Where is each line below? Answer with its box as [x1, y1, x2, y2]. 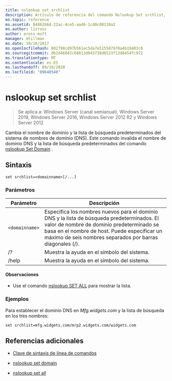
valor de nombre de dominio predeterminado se [44, 221, 159, 228]
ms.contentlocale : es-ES [5, 60, 58, 65]
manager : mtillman [5, 36, 45, 42]
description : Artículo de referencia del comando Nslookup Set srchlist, [5, 12, 166, 17]
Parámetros [5, 186, 35, 193]
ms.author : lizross [5, 27, 47, 32]
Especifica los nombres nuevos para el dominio [44, 208, 158, 216]
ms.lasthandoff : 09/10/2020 [5, 65, 66, 70]
